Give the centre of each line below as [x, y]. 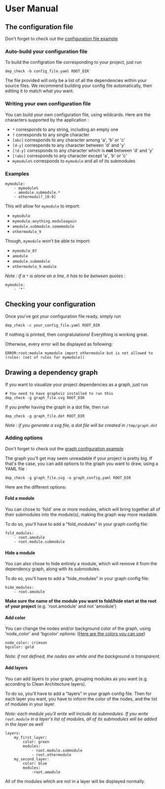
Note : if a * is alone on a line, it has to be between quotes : [65, 276]
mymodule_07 [24, 251]
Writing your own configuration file [48, 104]
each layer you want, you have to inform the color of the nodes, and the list [81, 699]
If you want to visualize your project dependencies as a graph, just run [77, 384]
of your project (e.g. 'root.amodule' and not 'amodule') [61, 606]
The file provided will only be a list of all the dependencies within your [76, 81]
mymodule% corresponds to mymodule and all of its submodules [74, 161]
